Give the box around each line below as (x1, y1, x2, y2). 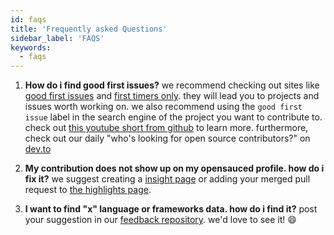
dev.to (24, 143, 52, 155)
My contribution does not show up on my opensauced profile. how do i (24, 162, 325, 175)
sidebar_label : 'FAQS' (10, 33, 105, 43)
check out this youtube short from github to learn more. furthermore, (24, 122, 309, 134)
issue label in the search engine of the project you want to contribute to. (24, 111, 323, 123)
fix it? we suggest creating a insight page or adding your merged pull (24, 173, 311, 185)
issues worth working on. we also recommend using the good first (24, 101, 303, 113)
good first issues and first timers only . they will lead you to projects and (24, 90, 320, 102)
